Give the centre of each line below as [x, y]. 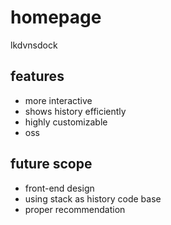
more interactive [58, 100]
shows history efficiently [75, 111]
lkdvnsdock [34, 45]
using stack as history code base [93, 198]
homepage [56, 17]
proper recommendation [75, 209]
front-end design [59, 188]
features [37, 76]
